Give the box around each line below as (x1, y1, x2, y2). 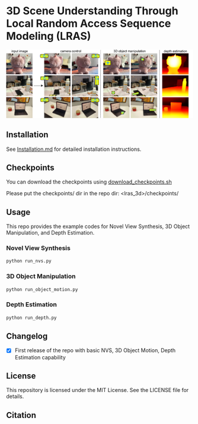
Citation (6, 410, 37, 420)
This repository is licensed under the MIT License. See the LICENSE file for (6, 387, 189, 394)
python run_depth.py (6, 315, 58, 321)
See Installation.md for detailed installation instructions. (6, 145, 142, 153)
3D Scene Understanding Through (6, 4, 179, 18)
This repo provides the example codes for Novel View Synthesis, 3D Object (6, 223, 190, 230)
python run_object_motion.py (6, 286, 78, 292)
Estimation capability (14, 353, 66, 360)
